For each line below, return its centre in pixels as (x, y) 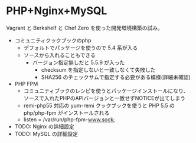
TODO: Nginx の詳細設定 (45, 126)
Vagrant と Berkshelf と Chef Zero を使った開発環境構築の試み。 (85, 28)
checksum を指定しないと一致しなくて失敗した (98, 69)
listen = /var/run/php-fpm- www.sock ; (69, 119)
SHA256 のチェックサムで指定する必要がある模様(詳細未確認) (116, 77)
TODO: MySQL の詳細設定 (46, 134)
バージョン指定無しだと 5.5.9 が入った (79, 62)
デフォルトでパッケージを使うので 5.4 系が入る (81, 48)
